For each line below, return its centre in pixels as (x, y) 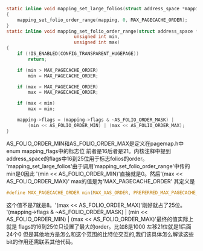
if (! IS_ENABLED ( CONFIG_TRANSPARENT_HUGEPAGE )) (78, 54)
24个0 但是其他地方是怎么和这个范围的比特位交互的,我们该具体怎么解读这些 (100, 234)
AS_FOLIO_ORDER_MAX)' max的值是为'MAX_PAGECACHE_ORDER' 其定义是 (101, 181)
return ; (37, 59)
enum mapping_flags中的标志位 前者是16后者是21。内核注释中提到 (89, 151)
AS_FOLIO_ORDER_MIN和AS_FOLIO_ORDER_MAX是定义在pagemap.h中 (95, 143)
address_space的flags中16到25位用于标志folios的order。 (77, 158)
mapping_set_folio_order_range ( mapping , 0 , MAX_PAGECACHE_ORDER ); (102, 20)
